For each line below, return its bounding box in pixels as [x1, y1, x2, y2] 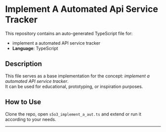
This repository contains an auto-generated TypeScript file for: [5, 30, 133, 36]
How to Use [5, 98, 41, 106]
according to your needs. [5, 116, 56, 122]
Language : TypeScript [12, 45, 58, 51]
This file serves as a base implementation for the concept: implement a [5, 73, 150, 79]
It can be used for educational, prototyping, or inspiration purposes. [5, 83, 143, 89]
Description [5, 60, 42, 68]
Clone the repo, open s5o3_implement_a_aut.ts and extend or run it [5, 111, 142, 117]
